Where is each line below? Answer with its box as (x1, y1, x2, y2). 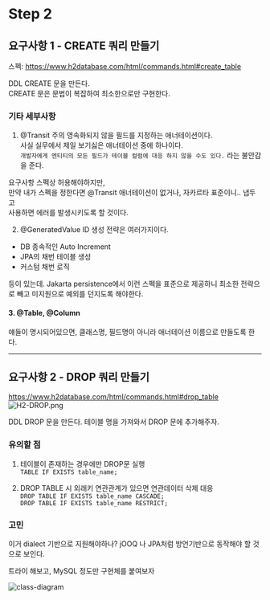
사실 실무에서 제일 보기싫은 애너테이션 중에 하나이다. (19, 141, 183, 150)
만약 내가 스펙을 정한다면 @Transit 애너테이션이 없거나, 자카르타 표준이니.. (8, 188, 241, 198)
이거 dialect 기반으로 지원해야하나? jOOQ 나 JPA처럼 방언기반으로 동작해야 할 (8, 539, 252, 549)
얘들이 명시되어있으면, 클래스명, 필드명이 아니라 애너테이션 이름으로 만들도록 (8, 327, 247, 337)
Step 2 (8, 5, 52, 23)
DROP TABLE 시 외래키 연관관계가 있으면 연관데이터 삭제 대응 (19, 483, 214, 492)
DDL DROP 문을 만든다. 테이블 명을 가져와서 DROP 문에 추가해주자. (8, 417, 219, 427)
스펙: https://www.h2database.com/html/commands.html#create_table (8, 62, 242, 71)
